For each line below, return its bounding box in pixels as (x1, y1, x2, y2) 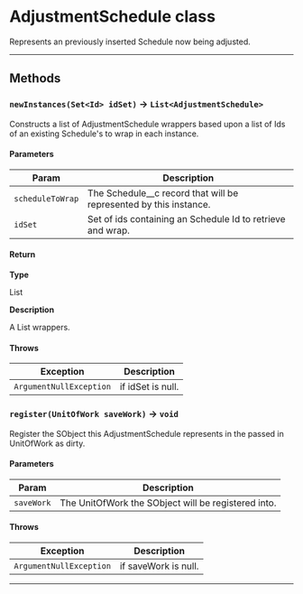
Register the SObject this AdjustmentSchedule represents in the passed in (9, 428, 284, 439)
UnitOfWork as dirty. (9, 438, 86, 449)
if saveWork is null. (119, 560, 199, 572)
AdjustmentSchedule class (9, 6, 216, 27)
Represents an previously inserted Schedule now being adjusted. (9, 36, 251, 47)
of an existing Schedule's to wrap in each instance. (9, 128, 199, 139)
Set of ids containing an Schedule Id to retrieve (87, 212, 286, 225)
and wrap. (87, 224, 131, 237)
